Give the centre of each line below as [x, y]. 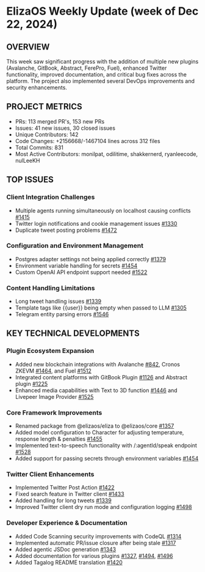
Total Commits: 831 [39, 147]
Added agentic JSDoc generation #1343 [66, 549]
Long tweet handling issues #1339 [58, 302]
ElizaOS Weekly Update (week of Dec [103, 11]
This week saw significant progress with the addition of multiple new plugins [103, 61]
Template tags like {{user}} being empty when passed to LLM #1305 [101, 308]
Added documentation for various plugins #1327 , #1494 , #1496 [94, 555]
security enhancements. [37, 87]
